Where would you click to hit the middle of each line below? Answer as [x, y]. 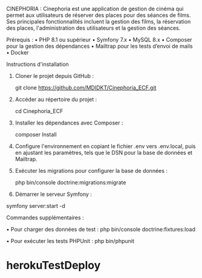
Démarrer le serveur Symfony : [54, 194]
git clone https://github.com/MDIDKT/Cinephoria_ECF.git [86, 88]
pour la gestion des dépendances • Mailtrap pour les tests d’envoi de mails [99, 46]
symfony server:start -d [36, 206]
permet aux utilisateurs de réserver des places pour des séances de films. [99, 15]
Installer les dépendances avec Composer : [69, 123]
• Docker [18, 53]
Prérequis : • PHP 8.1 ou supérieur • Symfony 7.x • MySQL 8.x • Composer [99, 40]
